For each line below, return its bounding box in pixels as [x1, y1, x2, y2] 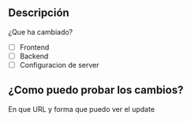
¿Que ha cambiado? [8, 27, 73, 36]
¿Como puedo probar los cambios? [8, 83, 184, 97]
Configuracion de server [19, 60, 99, 69]
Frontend [19, 43, 50, 52]
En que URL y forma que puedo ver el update [8, 104, 155, 113]
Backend [19, 51, 49, 61]
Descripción [8, 6, 69, 20]
